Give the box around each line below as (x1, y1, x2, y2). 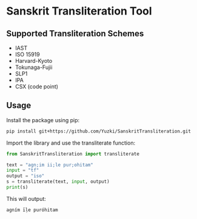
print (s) (6, 185, 28, 191)
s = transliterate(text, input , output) (6, 178, 110, 185)
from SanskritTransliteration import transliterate (6, 151, 139, 157)
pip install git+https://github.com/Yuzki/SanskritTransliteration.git (6, 128, 191, 134)
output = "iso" (6, 173, 45, 179)
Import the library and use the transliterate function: (6, 139, 135, 146)
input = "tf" (6, 168, 39, 174)
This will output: (6, 195, 47, 202)
